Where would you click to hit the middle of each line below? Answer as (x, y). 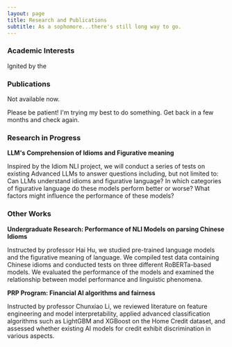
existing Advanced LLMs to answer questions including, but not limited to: (113, 173)
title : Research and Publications (57, 20)
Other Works (29, 214)
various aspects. (31, 336)
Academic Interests (41, 51)
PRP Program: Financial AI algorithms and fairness (81, 293)
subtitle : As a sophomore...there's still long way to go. (94, 26)
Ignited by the (27, 66)
